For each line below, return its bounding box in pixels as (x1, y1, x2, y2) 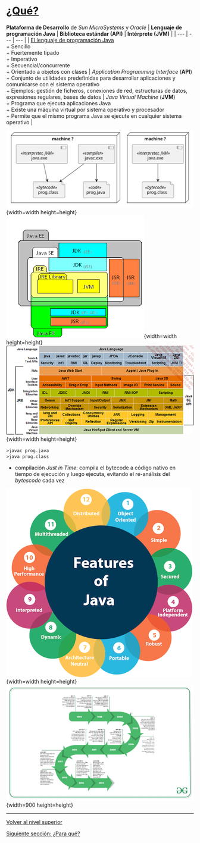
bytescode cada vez (14, 477, 65, 484)
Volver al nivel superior (6, 819, 62, 825)
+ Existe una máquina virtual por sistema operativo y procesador (6, 106, 165, 113)
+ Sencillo (6, 43, 31, 50)
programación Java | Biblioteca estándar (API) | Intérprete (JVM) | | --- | (6, 30, 188, 37)
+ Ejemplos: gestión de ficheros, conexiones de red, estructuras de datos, (6, 87, 187, 94)
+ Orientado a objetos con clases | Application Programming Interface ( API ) (6, 68, 192, 75)
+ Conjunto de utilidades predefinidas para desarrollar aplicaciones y (6, 74, 176, 82)
